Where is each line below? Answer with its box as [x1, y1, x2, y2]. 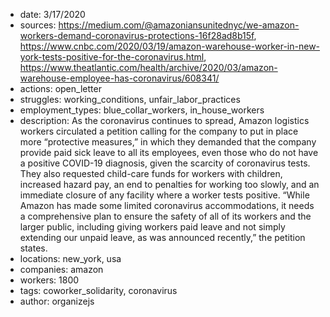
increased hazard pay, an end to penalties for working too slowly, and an [19, 179, 320, 190]
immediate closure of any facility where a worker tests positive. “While [19, 189, 310, 201]
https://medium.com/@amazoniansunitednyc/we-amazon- [58, 19, 300, 31]
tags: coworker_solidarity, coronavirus [19, 285, 178, 296]
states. [19, 242, 48, 254]
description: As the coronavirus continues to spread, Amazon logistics [19, 115, 310, 126]
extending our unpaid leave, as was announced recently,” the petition [19, 232, 306, 243]
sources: [19, 19, 57, 31]
